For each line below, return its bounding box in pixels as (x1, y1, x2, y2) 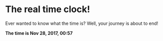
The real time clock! (5, 4, 90, 15)
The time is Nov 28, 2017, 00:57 (5, 30, 73, 36)
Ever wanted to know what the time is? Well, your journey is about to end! (5, 20, 158, 26)
